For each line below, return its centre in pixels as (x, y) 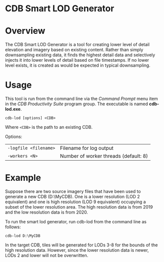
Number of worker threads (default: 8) (104, 156)
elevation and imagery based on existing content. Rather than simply (74, 50)
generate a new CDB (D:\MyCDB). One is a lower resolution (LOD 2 (72, 197)
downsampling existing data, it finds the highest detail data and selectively (80, 55)
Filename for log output (87, 148)
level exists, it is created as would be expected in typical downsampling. (78, 65)
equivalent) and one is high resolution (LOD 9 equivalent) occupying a (75, 202)
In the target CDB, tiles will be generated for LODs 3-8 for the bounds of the (82, 245)
